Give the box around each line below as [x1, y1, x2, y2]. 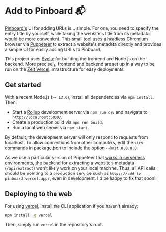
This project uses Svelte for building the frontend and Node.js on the [5, 56, 145, 61]
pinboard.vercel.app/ [5, 176, 50, 181]
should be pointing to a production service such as [5, 170, 109, 176]
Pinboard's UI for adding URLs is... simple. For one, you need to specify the [5, 25, 159, 31]
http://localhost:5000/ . [12, 114, 63, 120]
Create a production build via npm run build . [12, 119, 103, 125]
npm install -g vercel [5, 213, 52, 218]
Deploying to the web [5, 190, 72, 198]
